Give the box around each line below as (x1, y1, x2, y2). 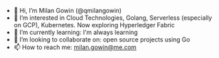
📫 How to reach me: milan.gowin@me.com (13, 43, 137, 51)
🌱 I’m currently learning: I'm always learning (13, 28, 139, 36)
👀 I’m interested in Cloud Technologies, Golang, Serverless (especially (13, 14, 213, 22)
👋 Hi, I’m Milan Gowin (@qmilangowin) (13, 7, 122, 14)
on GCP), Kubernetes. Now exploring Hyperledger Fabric (13, 21, 175, 29)
